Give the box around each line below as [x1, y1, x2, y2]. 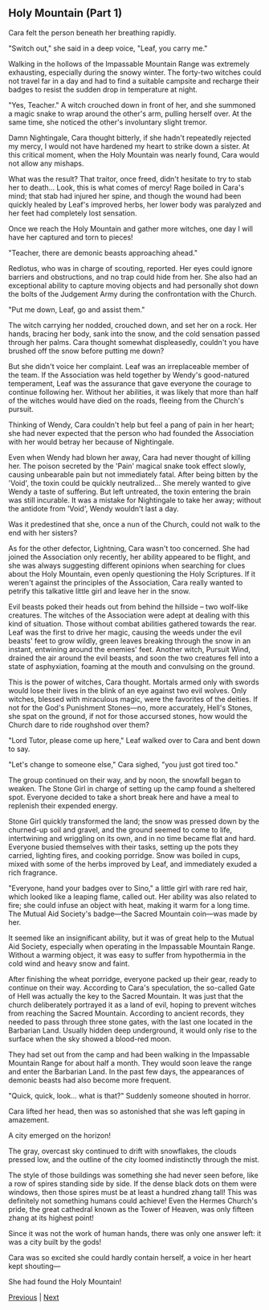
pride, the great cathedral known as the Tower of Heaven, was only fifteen [8, 1204, 255, 1213]
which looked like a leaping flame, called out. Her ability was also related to [8, 892, 257, 901]
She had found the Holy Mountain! [8, 1276, 122, 1286]
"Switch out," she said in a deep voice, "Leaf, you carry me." [8, 43, 208, 53]
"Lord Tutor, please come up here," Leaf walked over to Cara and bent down [8, 735, 261, 745]
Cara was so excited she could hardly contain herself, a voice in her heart [8, 1252, 251, 1262]
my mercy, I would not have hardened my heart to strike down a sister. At [8, 141, 251, 151]
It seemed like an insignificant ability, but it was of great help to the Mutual [8, 933, 255, 942]
